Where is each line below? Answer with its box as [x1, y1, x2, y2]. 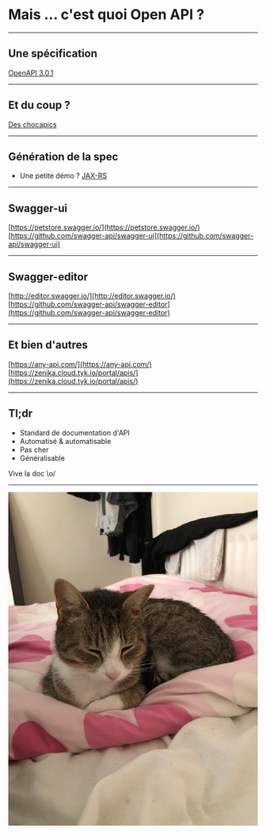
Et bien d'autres [8, 338, 89, 352]
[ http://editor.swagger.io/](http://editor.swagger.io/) [8, 292, 177, 300]
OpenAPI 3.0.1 [8, 68, 54, 77]
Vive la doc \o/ [8, 469, 56, 478]
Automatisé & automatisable [19, 436, 112, 446]
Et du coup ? [8, 98, 70, 112]
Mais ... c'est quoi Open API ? [8, 6, 204, 24]
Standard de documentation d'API [19, 427, 131, 438]
